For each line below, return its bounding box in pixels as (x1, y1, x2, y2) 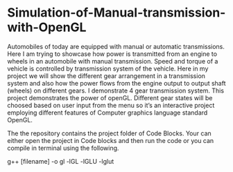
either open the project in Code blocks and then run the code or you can (7, 136, 214, 144)
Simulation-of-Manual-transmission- (7, 5, 226, 21)
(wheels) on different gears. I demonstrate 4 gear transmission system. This (7, 86, 224, 95)
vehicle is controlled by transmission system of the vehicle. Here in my (7, 64, 209, 73)
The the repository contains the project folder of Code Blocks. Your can (7, 129, 212, 137)
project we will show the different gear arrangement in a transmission (7, 71, 206, 80)
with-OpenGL (7, 19, 87, 35)
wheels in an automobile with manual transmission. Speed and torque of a (7, 57, 218, 65)
